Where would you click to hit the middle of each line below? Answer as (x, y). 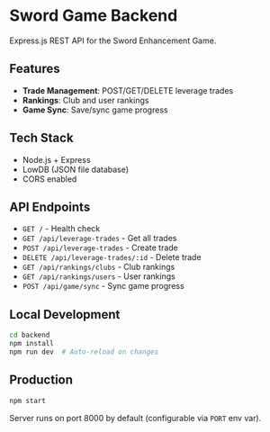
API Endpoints (50, 207)
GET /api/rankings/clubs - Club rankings (99, 267)
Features (35, 69)
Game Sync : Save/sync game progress (95, 110)
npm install (31, 344)
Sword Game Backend (94, 16)
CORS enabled (49, 179)
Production (41, 380)
